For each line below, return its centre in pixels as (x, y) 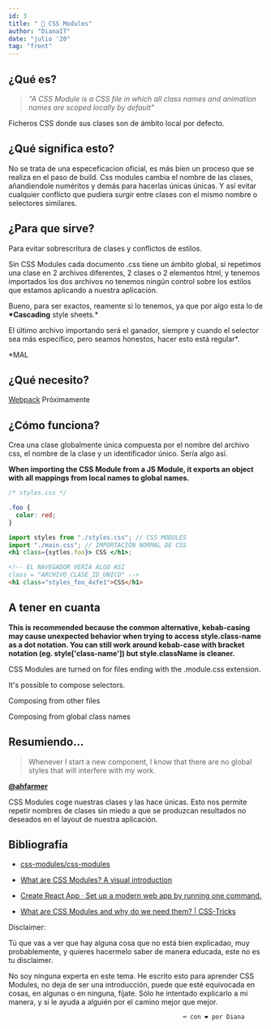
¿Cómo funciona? (54, 425)
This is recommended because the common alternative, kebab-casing (129, 627)
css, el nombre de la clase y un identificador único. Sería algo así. (118, 453)
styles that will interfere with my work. (92, 770)
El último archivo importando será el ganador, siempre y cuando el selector (134, 330)
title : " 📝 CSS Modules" (50, 24)
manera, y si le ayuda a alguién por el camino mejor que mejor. (113, 1002)
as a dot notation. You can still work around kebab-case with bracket (127, 645)
